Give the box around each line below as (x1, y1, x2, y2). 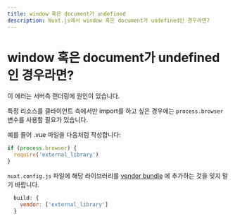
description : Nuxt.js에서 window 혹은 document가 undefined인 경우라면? (7, 17, 210, 24)
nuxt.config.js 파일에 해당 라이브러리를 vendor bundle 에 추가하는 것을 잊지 (7, 172, 221, 180)
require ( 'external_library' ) (13, 151, 99, 159)
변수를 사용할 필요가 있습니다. (7, 116, 89, 124)
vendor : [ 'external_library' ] (20, 201, 109, 208)
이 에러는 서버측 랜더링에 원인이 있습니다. (7, 92, 120, 100)
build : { (13, 195, 39, 202)
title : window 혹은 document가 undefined (7, 10, 127, 18)
